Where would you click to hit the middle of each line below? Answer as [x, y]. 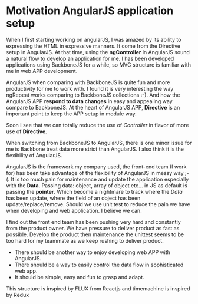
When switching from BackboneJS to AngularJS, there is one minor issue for [99, 143]
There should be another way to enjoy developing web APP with [93, 252]
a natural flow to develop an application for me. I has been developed [90, 58]
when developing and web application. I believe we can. [74, 210]
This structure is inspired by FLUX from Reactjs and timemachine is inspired [98, 288]
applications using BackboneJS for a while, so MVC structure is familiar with [99, 65]
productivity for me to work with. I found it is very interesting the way [90, 88]
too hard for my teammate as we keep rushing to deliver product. [85, 240]
